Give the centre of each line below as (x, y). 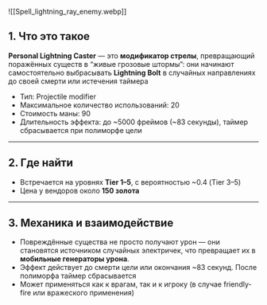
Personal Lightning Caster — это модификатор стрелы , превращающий (132, 56)
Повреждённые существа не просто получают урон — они (120, 242)
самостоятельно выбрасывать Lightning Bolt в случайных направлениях (132, 72)
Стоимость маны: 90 (55, 113)
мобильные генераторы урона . (74, 259)
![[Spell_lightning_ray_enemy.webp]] (68, 12)
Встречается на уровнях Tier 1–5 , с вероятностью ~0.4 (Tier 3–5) (130, 182)
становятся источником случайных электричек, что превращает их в (137, 251)
